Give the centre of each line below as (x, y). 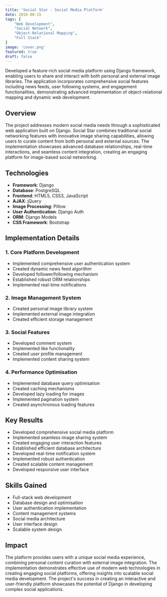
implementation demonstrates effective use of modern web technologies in (83, 568)
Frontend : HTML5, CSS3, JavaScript (50, 196)
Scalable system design (37, 529)
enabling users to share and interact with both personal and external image (83, 76)
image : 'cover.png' (26, 47)
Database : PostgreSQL (36, 190)
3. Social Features (28, 332)
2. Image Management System (43, 297)
